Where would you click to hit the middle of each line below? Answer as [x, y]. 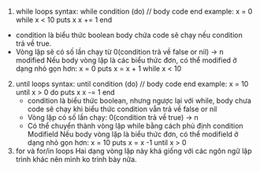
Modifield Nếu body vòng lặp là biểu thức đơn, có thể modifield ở [133, 134]
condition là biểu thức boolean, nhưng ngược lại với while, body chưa [139, 101]
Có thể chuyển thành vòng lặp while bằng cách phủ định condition [135, 126]
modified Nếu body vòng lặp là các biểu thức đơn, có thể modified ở [126, 60]
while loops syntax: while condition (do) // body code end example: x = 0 [134, 11]
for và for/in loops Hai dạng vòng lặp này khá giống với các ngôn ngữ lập [134, 151]
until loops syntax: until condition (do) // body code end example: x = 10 [132, 84]
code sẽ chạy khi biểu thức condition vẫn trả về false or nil [122, 109]
